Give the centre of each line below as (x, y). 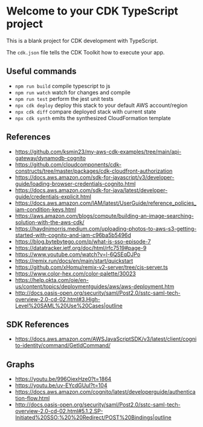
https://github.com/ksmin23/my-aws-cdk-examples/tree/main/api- (98, 152)
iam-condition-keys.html (46, 209)
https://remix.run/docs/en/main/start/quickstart (74, 260)
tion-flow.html (32, 398)
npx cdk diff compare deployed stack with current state (85, 111)
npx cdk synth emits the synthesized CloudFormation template (93, 118)
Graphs (21, 364)
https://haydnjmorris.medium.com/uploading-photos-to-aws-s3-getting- (106, 228)
